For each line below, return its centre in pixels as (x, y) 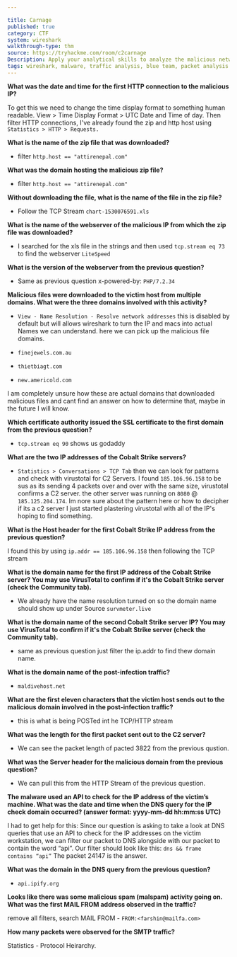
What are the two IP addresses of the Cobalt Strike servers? (97, 457)
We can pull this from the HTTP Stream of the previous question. (111, 783)
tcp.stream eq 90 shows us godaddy (71, 443)
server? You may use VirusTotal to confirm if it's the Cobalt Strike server (116, 579)
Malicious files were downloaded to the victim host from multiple (104, 294)
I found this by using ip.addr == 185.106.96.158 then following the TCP (111, 551)
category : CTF (28, 33)
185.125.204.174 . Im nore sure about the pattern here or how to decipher (123, 500)
